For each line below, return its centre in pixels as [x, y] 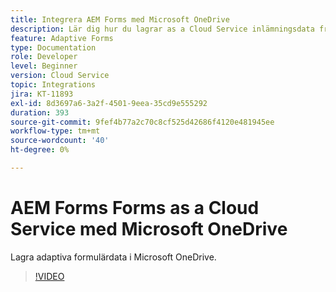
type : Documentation [53, 47]
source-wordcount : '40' [60, 141]
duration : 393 [40, 112]
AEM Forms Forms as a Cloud [135, 208]
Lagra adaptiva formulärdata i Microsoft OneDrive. [113, 257]
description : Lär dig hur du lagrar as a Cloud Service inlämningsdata [162, 29]
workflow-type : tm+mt [55, 131]
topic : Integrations [53, 85]
